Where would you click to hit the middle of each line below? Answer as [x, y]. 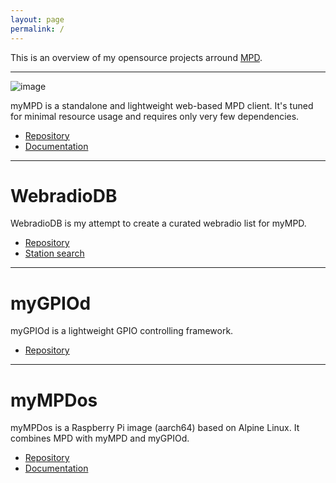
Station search [54, 253]
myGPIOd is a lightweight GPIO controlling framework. [122, 331]
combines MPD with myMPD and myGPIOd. [100, 438]
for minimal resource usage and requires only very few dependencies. [155, 116]
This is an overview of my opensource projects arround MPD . [136, 57]
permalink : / [37, 29]
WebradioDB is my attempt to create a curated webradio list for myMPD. [158, 223]
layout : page [37, 19]
